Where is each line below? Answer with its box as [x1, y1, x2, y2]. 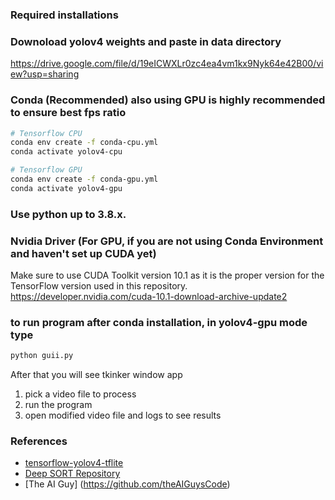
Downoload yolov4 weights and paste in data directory [10, 34, 282, 48]
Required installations [10, 8, 119, 22]
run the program [24, 399, 93, 411]
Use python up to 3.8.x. [10, 207, 127, 221]
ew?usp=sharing [10, 68, 80, 80]
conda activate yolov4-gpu [10, 183, 123, 193]
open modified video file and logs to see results [24, 409, 222, 422]
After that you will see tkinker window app [10, 369, 183, 381]
